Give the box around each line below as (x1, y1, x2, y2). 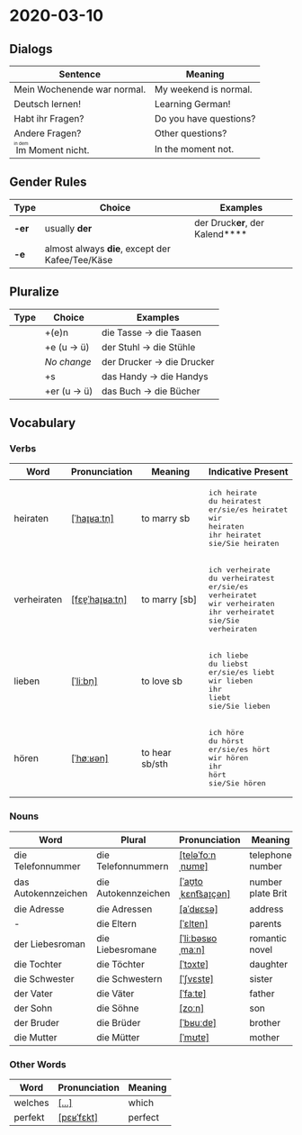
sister (249, 972, 273, 985)
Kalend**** (194, 227, 247, 240)
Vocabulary (9, 415, 76, 431)
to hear (141, 746, 172, 758)
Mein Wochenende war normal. (13, 83, 147, 95)
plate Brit (249, 886, 288, 899)
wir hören (208, 753, 249, 763)
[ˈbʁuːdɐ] (179, 1016, 218, 1029)
